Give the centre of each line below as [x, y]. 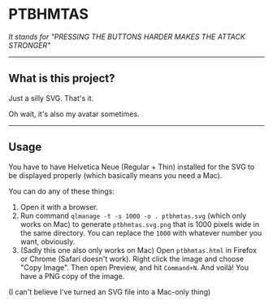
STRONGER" [30, 45]
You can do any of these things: [62, 191]
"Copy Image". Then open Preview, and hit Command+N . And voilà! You [134, 267]
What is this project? [62, 78]
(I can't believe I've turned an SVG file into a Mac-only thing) [110, 292]
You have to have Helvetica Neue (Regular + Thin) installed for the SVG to [132, 167]
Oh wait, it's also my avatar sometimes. [74, 114]
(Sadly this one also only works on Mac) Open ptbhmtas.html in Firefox [139, 250]
